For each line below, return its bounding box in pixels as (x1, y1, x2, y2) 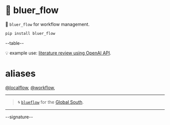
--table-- (5, 40, 24, 46)
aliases (5, 68, 36, 79)
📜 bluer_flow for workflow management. (5, 21, 90, 27)
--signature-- (5, 113, 33, 120)
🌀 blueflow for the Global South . (17, 99, 84, 105)
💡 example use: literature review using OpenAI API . (5, 50, 111, 56)
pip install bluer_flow (5, 31, 56, 36)
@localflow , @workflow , (5, 84, 56, 90)
